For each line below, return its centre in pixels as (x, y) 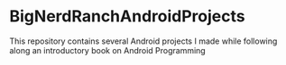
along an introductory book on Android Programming (107, 50)
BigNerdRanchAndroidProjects (127, 16)
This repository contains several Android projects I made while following (143, 41)
